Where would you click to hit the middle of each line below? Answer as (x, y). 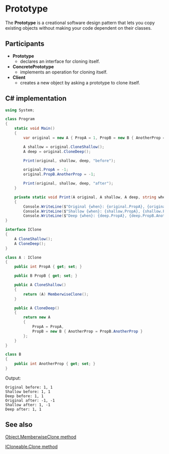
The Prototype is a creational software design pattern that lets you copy (80, 23)
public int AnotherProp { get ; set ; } (55, 364)
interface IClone (23, 230)
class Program (20, 119)
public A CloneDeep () (37, 308)
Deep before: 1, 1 (24, 396)
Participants (25, 44)
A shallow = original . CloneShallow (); (64, 147)
